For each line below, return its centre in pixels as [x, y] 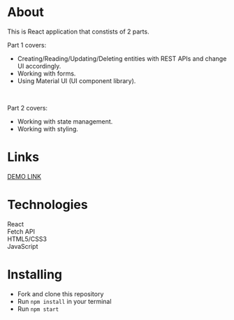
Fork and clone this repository [60, 293]
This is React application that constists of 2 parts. [78, 31]
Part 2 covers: [27, 108]
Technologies [48, 205]
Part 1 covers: [27, 45]
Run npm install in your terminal [64, 301]
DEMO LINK [24, 176]
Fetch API [21, 231]
